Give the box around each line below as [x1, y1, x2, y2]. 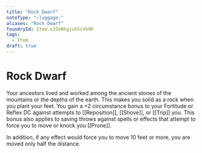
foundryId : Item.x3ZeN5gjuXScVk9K [6, 26, 94, 32]
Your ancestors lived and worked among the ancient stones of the [6, 89, 172, 96]
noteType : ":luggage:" [6, 15, 64, 21]
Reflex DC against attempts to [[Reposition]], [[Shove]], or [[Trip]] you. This [6, 109, 195, 116]
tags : [6, 32, 20, 38]
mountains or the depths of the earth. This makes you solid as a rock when [6, 96, 194, 103]
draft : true [6, 43, 37, 49]
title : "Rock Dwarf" [6, 9, 59, 15]
